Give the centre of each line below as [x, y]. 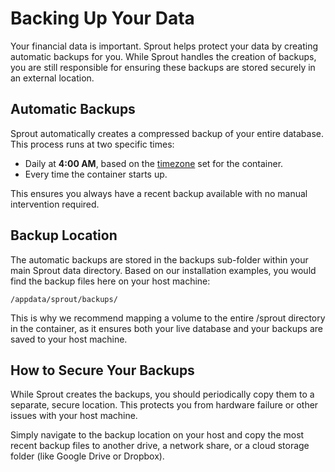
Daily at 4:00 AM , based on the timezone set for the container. [154, 163]
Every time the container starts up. [96, 174]
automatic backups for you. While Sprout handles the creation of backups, [163, 56]
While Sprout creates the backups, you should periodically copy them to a [162, 394]
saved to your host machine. [69, 339]
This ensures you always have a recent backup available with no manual [159, 193]
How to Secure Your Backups [102, 370]
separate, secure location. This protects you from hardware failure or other [164, 405]
